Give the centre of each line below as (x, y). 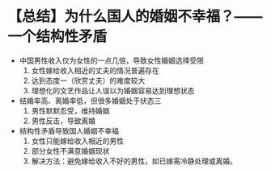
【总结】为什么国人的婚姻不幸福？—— (135, 16)
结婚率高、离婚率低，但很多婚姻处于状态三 (90, 101)
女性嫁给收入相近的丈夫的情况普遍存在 (95, 70)
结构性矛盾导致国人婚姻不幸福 (69, 130)
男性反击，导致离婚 (64, 121)
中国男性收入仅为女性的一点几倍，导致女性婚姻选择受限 (111, 60)
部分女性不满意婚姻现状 (70, 150)
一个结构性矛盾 (57, 37)
